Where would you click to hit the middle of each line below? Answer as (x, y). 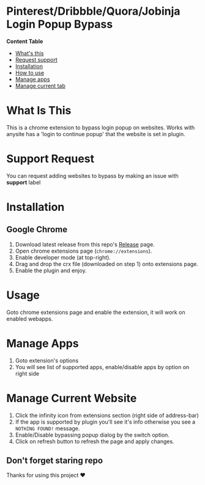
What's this (29, 53)
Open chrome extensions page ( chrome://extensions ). (84, 251)
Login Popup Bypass (60, 24)
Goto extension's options (47, 361)
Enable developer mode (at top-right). (63, 257)
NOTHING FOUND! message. (47, 428)
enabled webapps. (30, 319)
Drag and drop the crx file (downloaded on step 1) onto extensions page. (107, 264)
